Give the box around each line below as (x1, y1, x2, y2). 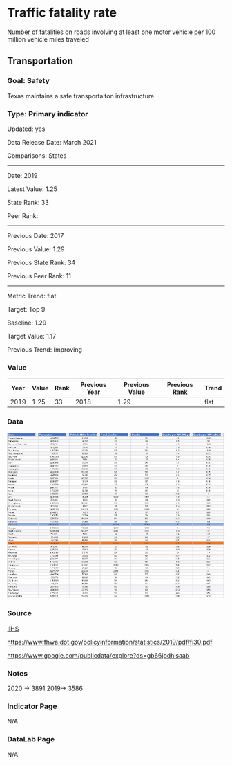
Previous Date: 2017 (7, 231, 64, 240)
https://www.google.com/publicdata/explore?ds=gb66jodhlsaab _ (7, 651, 193, 659)
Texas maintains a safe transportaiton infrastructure (7, 91, 155, 100)
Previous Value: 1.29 (7, 244, 65, 253)
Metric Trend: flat (7, 291, 57, 300)
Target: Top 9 (7, 305, 46, 313)
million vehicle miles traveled (7, 35, 90, 43)
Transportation (7, 55, 74, 67)
